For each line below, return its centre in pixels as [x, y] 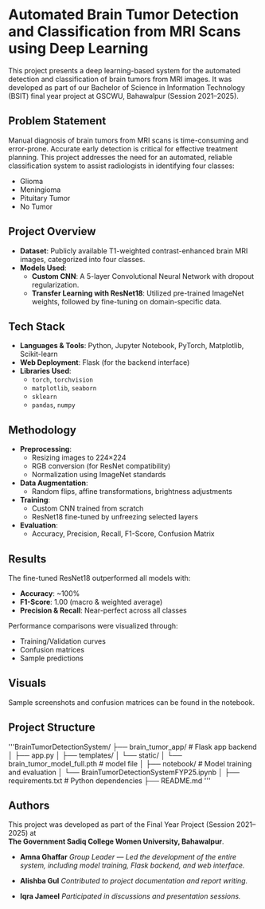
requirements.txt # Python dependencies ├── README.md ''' [109, 780]
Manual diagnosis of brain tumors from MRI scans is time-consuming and [129, 140]
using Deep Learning [78, 49]
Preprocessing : [45, 449]
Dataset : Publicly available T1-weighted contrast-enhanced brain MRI [134, 251]
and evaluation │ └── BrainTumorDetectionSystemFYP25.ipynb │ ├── [124, 772]
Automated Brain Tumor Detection [123, 15]
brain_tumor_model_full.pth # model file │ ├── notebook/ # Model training [130, 763]
